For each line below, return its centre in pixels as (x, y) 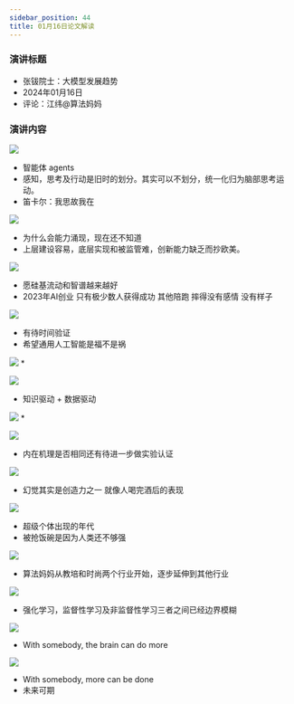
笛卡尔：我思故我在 (58, 202)
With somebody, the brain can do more (95, 645)
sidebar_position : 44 (50, 18)
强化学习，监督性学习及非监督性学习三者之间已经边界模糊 (129, 610)
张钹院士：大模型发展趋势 (70, 81)
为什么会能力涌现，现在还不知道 (82, 238)
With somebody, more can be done (88, 680)
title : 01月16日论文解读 (52, 26)
